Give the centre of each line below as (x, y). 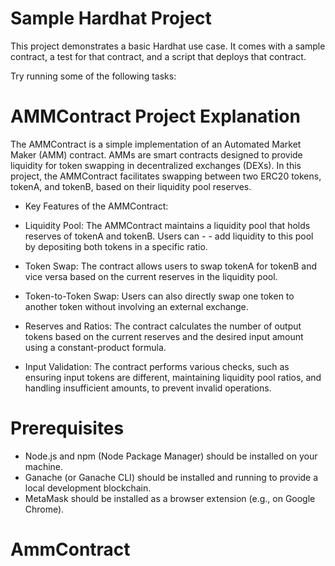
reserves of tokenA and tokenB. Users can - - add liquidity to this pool (169, 236)
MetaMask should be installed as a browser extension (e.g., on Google (170, 498)
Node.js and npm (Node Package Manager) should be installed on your (171, 456)
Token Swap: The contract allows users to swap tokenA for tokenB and (171, 266)
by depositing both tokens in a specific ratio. (116, 246)
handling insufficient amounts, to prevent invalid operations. (148, 388)
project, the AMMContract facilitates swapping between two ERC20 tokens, (166, 176)
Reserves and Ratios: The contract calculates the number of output (163, 326)
